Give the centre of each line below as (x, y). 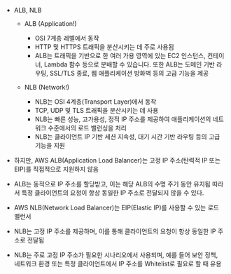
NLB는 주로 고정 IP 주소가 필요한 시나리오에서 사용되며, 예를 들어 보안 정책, (116, 255)
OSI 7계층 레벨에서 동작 (67, 38)
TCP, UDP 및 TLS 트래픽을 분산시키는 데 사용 (97, 110)
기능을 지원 (50, 145)
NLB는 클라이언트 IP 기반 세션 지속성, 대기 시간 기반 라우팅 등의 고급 (127, 137)
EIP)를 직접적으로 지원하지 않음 (56, 169)
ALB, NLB (28, 10)
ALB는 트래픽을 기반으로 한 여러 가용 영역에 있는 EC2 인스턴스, (120, 56)
